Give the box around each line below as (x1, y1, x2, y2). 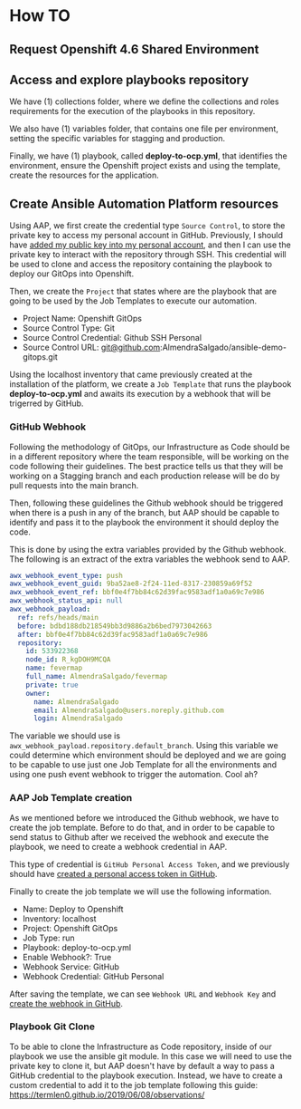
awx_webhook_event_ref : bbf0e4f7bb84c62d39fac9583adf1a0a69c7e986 (9, 588, 265, 597)
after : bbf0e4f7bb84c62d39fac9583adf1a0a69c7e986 (17, 630, 208, 639)
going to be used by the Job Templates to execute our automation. (9, 295, 258, 306)
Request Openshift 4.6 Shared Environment (9, 42, 259, 57)
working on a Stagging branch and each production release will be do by (9, 470, 280, 481)
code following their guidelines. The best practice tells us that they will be (9, 460, 284, 471)
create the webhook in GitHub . (9, 998, 124, 1008)
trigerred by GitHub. (9, 398, 84, 409)
